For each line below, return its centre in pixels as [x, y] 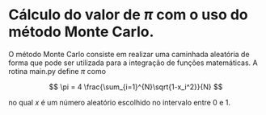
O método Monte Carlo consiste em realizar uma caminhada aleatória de [129, 54]
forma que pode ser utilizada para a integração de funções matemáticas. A [133, 63]
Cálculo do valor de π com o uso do [128, 15]
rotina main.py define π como [57, 71]
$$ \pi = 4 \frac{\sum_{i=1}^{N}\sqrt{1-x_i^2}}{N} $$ [136, 87]
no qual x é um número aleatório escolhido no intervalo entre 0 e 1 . [119, 102]
